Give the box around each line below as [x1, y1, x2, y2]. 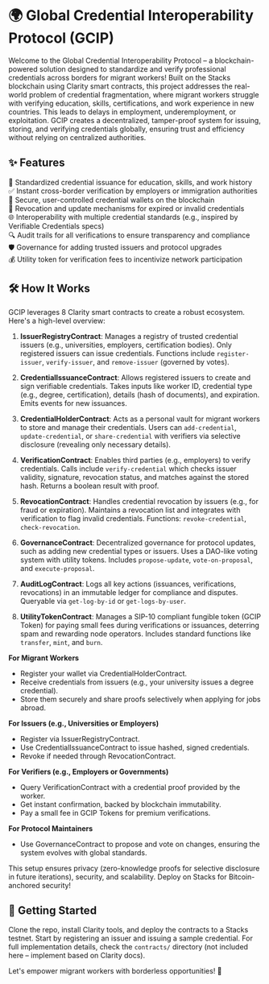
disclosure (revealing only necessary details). [19, 440, 172, 449]
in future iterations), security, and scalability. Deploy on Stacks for [8, 871, 227, 882]
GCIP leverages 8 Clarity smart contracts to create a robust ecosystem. [8, 307, 246, 316]
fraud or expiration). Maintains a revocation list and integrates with [19, 505, 241, 515]
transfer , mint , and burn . [19, 637, 103, 647]
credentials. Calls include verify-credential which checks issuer [19, 464, 238, 473]
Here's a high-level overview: [8, 316, 106, 325]
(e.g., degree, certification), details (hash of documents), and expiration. [19, 390, 260, 399]
